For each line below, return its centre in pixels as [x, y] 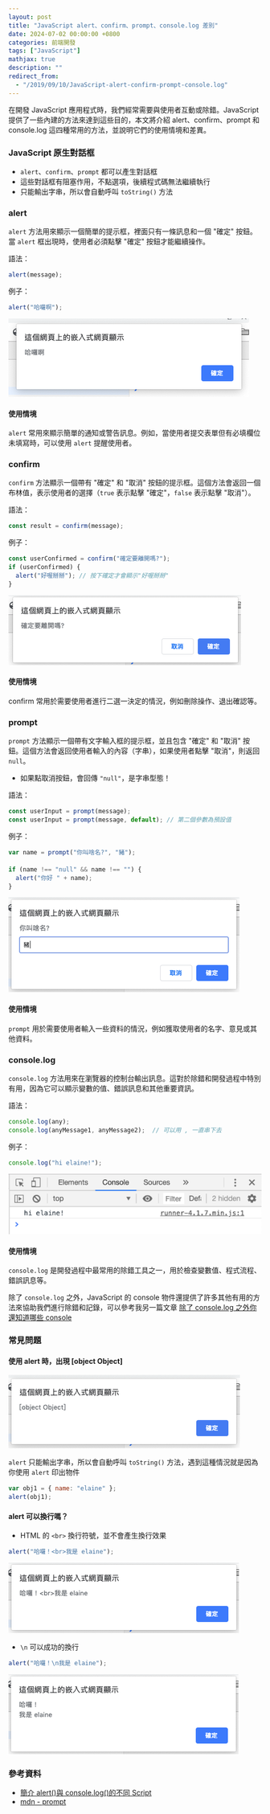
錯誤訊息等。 [29, 1280]
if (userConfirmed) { [45, 567]
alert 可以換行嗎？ [38, 1516]
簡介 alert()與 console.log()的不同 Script [86, 1793]
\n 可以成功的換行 [49, 1647]
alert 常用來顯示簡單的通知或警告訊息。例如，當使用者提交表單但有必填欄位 [135, 433]
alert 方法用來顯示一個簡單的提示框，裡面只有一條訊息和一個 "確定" [121, 231]
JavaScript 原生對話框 [51, 153]
